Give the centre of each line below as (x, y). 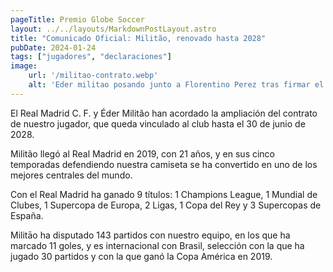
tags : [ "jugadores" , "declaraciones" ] (91, 57)
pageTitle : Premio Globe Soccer (77, 19)
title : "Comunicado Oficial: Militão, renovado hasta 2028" (138, 38)
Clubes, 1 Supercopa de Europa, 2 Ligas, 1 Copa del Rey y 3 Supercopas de (166, 205)
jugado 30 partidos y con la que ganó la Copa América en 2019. (141, 256)
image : (24, 66)
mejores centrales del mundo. (71, 175)
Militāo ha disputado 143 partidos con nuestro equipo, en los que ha (150, 235)
